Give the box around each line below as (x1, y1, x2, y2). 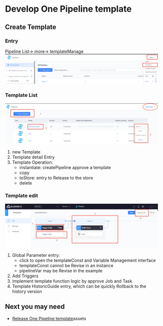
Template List (5, 92, 38, 98)
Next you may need (5, 303, 65, 311)
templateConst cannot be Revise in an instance (19, 262, 114, 268)
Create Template (5, 23, 57, 31)
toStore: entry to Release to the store (19, 174, 93, 181)
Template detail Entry (12, 154, 55, 160)
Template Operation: (12, 159, 53, 165)
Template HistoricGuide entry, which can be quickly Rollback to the (12, 283, 147, 289)
